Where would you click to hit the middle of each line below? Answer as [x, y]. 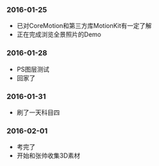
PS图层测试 [33, 69]
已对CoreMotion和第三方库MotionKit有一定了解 [84, 26]
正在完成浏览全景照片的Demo [59, 35]
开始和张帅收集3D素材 [48, 156]
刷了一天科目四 [38, 112]
